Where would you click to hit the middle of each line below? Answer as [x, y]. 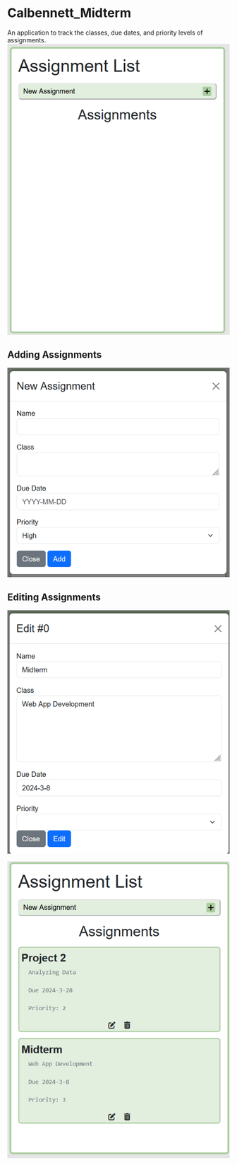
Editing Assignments [54, 597]
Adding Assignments [55, 355]
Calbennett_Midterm [69, 13]
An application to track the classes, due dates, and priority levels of [105, 33]
